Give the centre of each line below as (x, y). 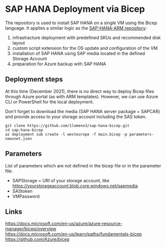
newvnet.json (19, 139)
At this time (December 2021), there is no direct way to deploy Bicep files (80, 91)
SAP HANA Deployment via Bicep (75, 9)
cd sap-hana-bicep (24, 130)
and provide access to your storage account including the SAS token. (76, 117)
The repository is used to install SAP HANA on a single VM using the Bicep (81, 23)
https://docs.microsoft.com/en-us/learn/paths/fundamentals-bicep (74, 234)
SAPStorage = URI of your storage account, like (61, 180)
